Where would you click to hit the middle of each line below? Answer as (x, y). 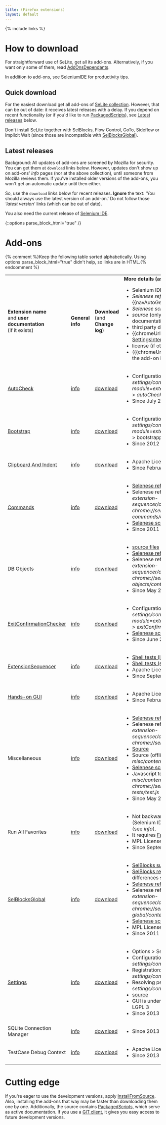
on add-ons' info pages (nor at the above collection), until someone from (79, 173)
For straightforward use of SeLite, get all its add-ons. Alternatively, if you (79, 62)
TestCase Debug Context (37, 1052)
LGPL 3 (141, 1007)
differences (145, 878)
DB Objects (21, 569)
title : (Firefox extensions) (35, 10)
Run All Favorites (27, 832)
